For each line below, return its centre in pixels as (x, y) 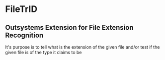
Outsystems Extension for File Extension (69, 28)
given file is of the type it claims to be (43, 52)
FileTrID (21, 9)
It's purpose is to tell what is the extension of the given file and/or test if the (82, 47)
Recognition (24, 35)
